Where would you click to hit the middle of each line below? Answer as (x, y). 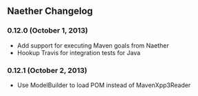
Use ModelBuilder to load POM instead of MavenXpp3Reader (104, 85)
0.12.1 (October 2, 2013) (47, 70)
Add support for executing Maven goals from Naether (93, 45)
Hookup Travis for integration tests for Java (79, 52)
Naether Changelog (50, 11)
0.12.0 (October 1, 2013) (47, 31)
